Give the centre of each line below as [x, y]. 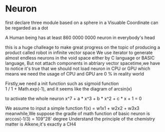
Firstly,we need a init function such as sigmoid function [62, 83]
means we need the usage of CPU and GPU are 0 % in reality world [74, 73]
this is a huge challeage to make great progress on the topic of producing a [82, 47]
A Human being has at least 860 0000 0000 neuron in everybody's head [80, 37]
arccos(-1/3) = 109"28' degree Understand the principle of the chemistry [80, 118]
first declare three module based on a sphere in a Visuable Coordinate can [82, 22]
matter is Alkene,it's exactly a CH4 [41, 124]
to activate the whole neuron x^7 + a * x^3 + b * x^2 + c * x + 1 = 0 [73, 98]
